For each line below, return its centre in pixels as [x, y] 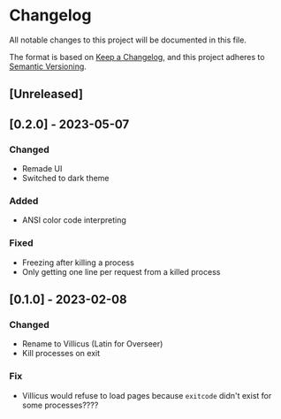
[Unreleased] [46, 94]
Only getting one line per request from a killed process [121, 271]
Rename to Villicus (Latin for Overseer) [92, 344]
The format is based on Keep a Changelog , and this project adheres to [137, 57]
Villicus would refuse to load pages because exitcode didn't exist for [147, 395]
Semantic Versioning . [48, 66]
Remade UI [42, 169]
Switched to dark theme [65, 179]
